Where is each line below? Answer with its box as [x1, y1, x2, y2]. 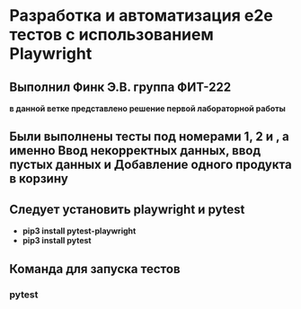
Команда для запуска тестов [9, 261, 181, 277]
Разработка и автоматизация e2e [9, 5, 274, 26]
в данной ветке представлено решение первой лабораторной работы [9, 103, 286, 113]
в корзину [9, 172, 69, 187]
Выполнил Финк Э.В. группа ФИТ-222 [9, 79, 232, 94]
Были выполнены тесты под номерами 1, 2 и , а [9, 129, 290, 145]
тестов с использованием [9, 24, 214, 45]
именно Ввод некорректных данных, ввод [9, 143, 261, 158]
